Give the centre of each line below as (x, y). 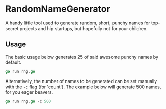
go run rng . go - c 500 (28, 101)
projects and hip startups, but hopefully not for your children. (84, 28)
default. (13, 62)
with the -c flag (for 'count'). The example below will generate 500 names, (83, 87)
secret (12, 28)
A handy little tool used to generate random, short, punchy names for (78, 23)
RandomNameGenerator (58, 9)
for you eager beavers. (29, 92)
